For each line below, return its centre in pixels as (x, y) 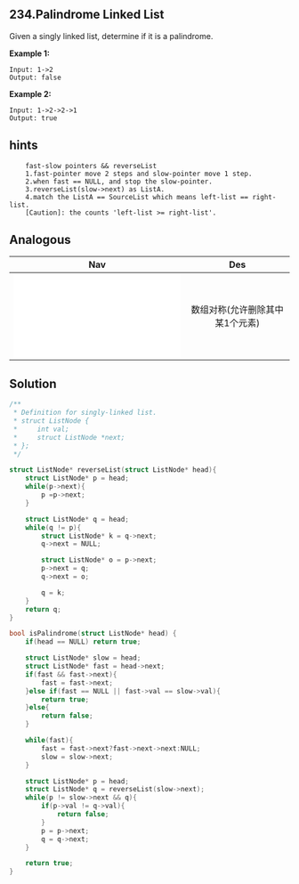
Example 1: (30, 53)
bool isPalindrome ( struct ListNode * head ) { (93, 634)
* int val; (41, 429)
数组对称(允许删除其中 (238, 310)
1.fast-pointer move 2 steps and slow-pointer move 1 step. (139, 174)
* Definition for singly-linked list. (85, 413)
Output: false (36, 77)
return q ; (44, 609)
